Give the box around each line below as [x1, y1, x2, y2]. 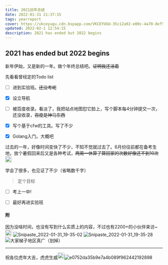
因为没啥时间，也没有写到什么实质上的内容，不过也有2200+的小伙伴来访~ [5, 224, 158, 230]
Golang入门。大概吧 [12, 133, 54, 139]
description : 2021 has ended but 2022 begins [5, 31, 101, 36]
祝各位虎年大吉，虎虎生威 [5, 254, 58, 260]
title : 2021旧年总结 [5, 7, 45, 13]
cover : [5, 21, 19, 27]
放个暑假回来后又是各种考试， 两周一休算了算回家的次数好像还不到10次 [13, 150, 159, 156]
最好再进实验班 [12, 199, 43, 205]
